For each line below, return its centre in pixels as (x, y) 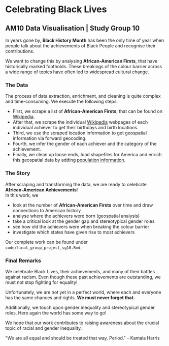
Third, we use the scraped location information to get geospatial (80, 133)
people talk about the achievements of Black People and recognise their (80, 46)
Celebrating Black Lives (56, 9)
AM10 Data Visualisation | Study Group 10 (73, 28)
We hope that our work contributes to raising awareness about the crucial (82, 323)
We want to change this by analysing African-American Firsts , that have (81, 61)
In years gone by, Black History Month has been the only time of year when (85, 40)
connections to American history (47, 210)
